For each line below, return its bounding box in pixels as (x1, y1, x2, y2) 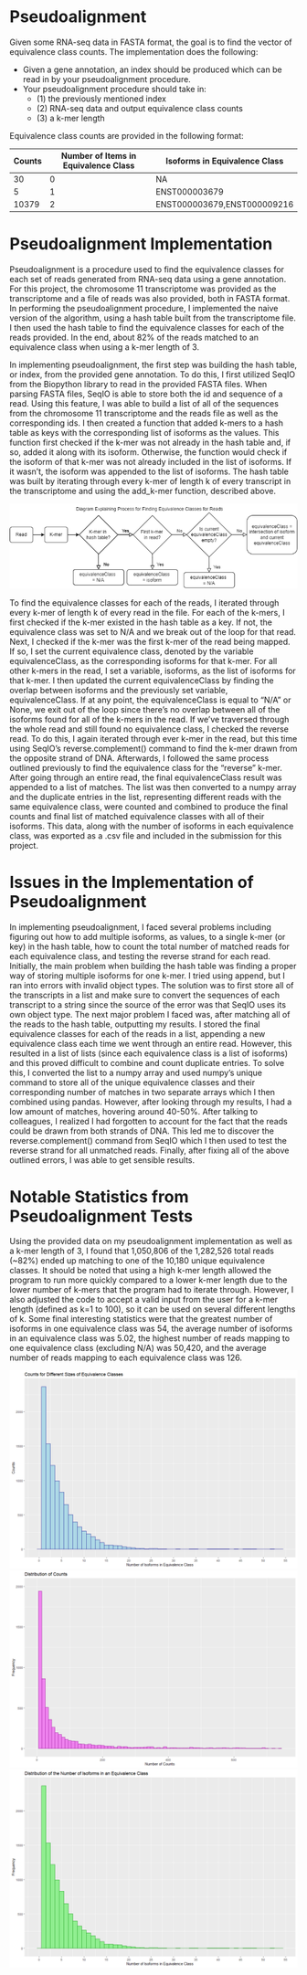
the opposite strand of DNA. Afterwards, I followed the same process (9, 752, 270, 764)
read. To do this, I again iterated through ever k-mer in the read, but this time (9, 733, 298, 744)
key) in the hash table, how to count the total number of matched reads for (9, 941, 291, 952)
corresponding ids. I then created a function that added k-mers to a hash (9, 417, 283, 428)
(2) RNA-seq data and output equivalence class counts (36, 102, 244, 113)
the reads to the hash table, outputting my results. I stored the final (9, 1019, 260, 1030)
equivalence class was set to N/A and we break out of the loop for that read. (9, 626, 297, 637)
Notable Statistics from (9, 1186, 189, 1207)
